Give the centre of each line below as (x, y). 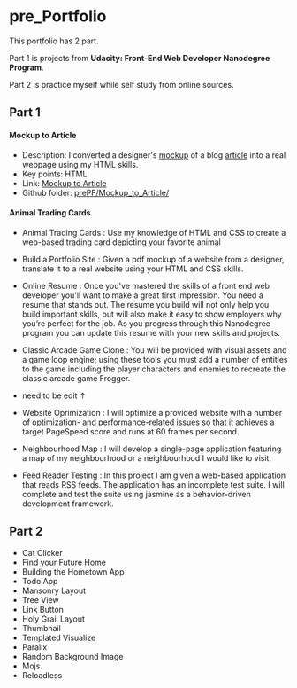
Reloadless (42, 675)
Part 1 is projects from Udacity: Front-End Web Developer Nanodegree (140, 58)
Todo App (40, 581)
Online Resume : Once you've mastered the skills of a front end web (146, 285)
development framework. (68, 504)
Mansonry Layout (54, 590)
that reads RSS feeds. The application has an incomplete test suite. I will (153, 484)
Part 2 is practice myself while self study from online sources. (122, 84)
